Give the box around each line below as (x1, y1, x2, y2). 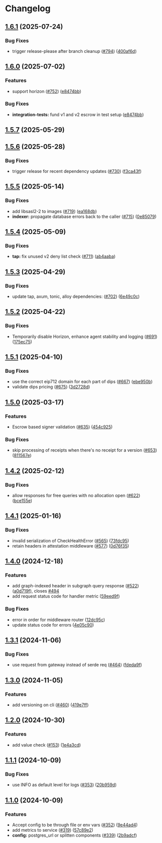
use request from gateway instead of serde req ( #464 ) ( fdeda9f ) (12, 662, 142, 668)
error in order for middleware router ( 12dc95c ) (12, 617, 105, 623)
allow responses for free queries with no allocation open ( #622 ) (12, 493, 141, 499)
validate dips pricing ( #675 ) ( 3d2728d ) (12, 384, 90, 390)
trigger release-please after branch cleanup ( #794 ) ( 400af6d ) (12, 48, 137, 54)
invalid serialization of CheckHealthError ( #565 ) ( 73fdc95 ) (12, 537, 129, 544)
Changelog (5, 3, 51, 14)
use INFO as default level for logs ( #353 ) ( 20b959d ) (12, 782, 117, 788)
